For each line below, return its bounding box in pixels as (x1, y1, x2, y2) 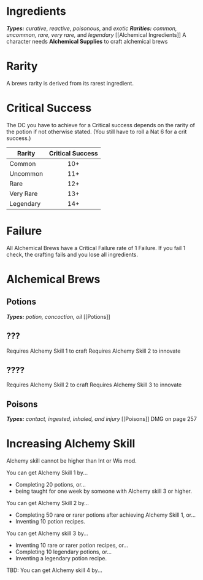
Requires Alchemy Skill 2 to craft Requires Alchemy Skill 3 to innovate (6, 381, 182, 388)
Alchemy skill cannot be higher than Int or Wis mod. (6, 457, 137, 464)
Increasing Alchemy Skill (6, 437, 136, 451)
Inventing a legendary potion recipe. (15, 555, 107, 562)
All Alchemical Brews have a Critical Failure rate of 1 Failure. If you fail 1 (6, 244, 186, 251)
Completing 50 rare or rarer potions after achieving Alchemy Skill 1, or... (15, 511, 196, 519)
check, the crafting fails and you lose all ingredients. (6, 251, 138, 258)
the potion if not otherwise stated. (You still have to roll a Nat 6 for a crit (6, 128, 187, 135)
